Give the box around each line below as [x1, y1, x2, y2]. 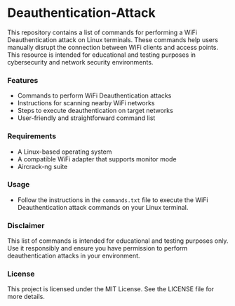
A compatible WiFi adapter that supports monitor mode [17, 154, 177, 163]
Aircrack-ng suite [17, 162, 68, 171]
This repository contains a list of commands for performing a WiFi [7, 28, 198, 36]
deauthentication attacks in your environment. [7, 251, 140, 260]
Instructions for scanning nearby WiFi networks [17, 99, 155, 107]
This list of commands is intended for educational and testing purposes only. [7, 237, 229, 245]
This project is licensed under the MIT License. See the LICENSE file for [7, 285, 215, 293]
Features [7, 75, 39, 85]
